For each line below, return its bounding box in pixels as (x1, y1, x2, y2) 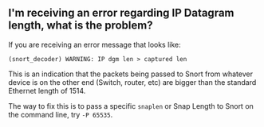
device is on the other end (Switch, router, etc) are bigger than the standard (8, 77, 257, 87)
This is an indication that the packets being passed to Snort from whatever (8, 69, 254, 79)
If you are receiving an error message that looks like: (8, 40, 181, 49)
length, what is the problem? (8, 19, 153, 33)
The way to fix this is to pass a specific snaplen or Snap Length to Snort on (8, 101, 254, 110)
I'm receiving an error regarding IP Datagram (8, 6, 234, 20)
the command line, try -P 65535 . (8, 110, 113, 119)
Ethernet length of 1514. (8, 86, 86, 95)
